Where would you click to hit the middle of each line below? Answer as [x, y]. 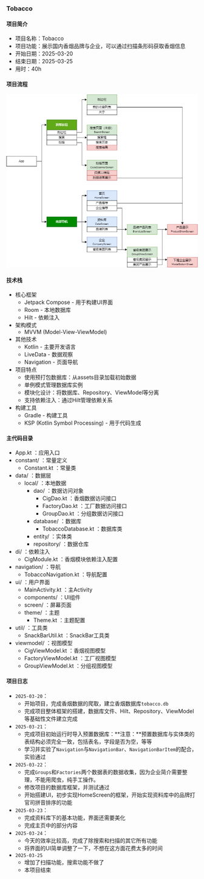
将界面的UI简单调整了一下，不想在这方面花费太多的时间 [93, 848]
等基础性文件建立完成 [51, 718]
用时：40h [28, 69]
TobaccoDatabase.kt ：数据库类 [82, 529]
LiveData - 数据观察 [49, 355]
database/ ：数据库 [57, 521]
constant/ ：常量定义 [41, 461]
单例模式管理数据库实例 [53, 385]
